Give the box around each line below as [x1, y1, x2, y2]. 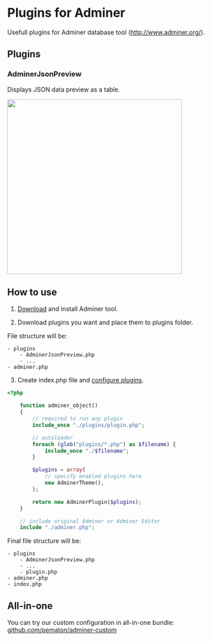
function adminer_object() [20, 402, 98, 410]
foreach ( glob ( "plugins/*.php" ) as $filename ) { [32, 440, 176, 448]
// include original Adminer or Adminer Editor [20, 517, 160, 525]
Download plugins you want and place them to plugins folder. [17, 318, 194, 326]
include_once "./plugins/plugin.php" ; [32, 422, 145, 428]
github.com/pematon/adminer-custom [7, 626, 117, 634]
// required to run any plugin [32, 415, 123, 422]
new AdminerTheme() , [44, 480, 105, 487]
